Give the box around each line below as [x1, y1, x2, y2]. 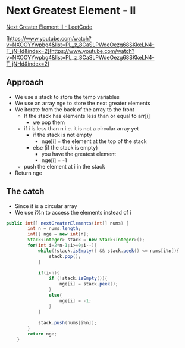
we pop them [32, 119, 65, 126]
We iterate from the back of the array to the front [14, 105, 135, 113]
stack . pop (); [48, 253, 81, 259]
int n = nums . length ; [27, 226, 81, 232]
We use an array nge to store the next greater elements [14, 100, 150, 107]
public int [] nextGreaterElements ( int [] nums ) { [6, 220, 129, 226]
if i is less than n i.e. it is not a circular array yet [23, 125, 139, 132]
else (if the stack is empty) [32, 144, 98, 151]
